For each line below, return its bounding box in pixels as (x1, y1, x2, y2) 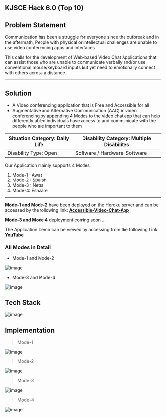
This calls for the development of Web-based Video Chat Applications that (5, 54, 157, 60)
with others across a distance (5, 70, 65, 76)
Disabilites (104, 141, 129, 148)
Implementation (5, 326, 55, 334)
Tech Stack (5, 298, 41, 307)
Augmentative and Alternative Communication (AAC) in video (12, 108, 137, 114)
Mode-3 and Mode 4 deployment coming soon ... (5, 217, 106, 223)
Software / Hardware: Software (75, 150, 147, 157)
